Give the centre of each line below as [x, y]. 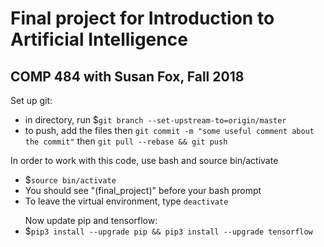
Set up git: [31, 100]
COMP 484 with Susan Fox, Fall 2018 [127, 76]
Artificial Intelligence [99, 39]
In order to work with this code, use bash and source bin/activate [144, 160]
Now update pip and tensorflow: [91, 220]
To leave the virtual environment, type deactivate [126, 201]
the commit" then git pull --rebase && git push [126, 141]
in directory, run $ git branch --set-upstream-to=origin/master [155, 120]
